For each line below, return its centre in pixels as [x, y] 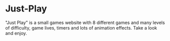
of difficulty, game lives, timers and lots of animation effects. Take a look [81, 27]
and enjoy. [16, 33]
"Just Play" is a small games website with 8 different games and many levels [85, 22]
